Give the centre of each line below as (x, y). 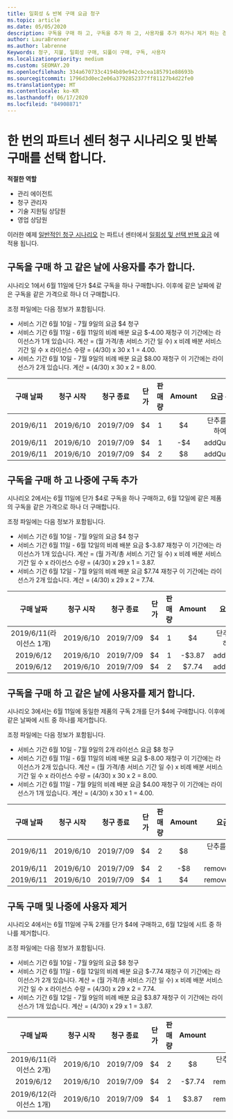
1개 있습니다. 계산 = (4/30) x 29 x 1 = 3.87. (94, 1006)
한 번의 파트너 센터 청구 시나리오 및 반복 (112, 141)
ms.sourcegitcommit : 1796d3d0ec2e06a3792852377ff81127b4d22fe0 (101, 78)
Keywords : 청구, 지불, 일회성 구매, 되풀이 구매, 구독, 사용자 (87, 53)
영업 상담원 (32, 219)
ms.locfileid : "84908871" (44, 104)
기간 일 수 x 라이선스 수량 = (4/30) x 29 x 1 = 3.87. (86, 563)
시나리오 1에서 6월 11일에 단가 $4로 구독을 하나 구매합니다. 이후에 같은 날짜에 (111, 285)
